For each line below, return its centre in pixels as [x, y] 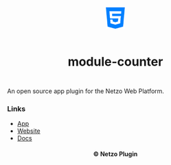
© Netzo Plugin [115, 154]
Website [29, 131]
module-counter [115, 62]
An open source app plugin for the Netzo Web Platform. [86, 91]
